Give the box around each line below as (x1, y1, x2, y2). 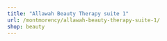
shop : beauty (7, 23, 45, 30)
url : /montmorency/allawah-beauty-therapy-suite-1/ (7, 17, 160, 24)
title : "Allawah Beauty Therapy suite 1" (7, 10, 129, 17)
